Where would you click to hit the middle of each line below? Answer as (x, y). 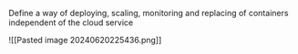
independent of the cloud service (71, 22)
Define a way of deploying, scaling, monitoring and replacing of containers (149, 13)
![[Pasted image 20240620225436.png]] (85, 40)
